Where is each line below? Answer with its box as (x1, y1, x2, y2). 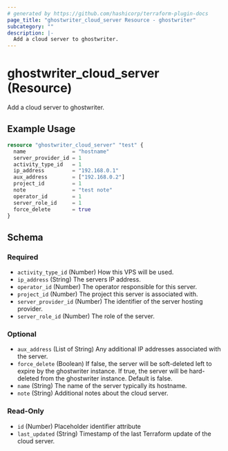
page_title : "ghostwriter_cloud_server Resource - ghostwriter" (7, 17, 196, 24)
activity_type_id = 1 (13, 160, 82, 168)
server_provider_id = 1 (13, 154, 82, 161)
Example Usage (7, 123, 76, 135)
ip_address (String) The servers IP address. (17, 275, 142, 284)
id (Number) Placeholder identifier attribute (17, 422, 142, 430)
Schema (7, 231, 44, 243)
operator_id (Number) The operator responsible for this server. (17, 283, 198, 291)
